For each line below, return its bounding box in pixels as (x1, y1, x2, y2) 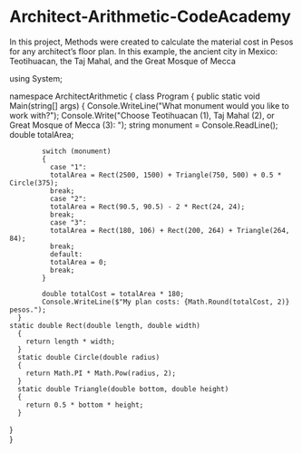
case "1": (49, 162, 88, 171)
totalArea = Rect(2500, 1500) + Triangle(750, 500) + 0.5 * (49, 170, 282, 179)
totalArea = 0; (49, 257, 107, 266)
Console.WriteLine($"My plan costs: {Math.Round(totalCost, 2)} (42, 297, 290, 306)
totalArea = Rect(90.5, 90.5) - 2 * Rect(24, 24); (49, 202, 246, 211)
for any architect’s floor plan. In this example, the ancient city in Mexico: (9, 45, 278, 56)
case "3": (49, 217, 88, 227)
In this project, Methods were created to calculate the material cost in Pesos (9, 36, 294, 47)
